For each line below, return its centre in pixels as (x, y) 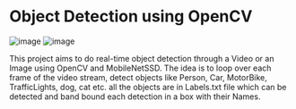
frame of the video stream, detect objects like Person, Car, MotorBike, (138, 77)
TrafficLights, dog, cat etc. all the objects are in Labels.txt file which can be (148, 87)
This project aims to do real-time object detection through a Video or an (142, 58)
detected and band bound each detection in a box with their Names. (135, 96)
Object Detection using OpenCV (131, 17)
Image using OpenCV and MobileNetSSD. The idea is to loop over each (140, 68)
